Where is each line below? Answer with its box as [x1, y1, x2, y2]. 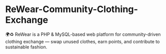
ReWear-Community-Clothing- [5, 4, 138, 15]
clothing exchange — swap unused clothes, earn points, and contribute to [5, 38, 160, 44]
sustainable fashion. [5, 44, 47, 50]
